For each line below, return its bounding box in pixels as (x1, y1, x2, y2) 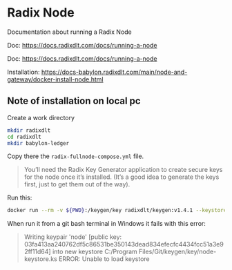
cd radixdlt (7, 133, 41, 140)
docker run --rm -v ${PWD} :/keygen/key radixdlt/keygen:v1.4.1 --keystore (7, 207, 227, 214)
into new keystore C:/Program (52, 247, 138, 256)
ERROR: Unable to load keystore (58, 255, 150, 263)
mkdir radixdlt (7, 126, 51, 134)
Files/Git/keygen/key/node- (138, 247, 217, 256)
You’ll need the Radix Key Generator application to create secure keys (23, 166, 223, 174)
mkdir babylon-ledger (7, 139, 70, 146)
